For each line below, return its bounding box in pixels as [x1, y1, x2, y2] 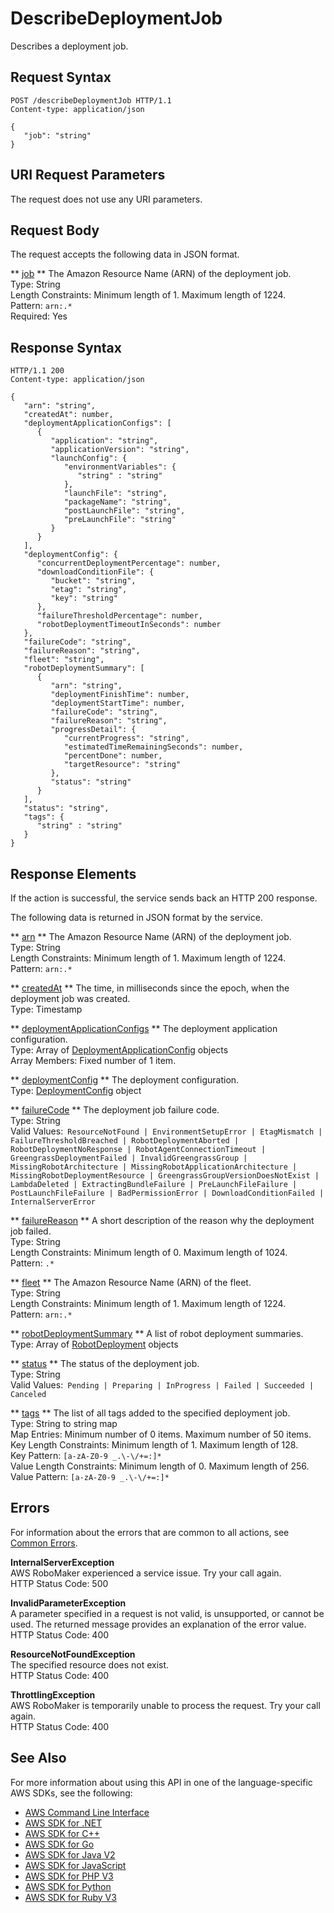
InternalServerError [10, 1197, 97, 1207]
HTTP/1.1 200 [10, 366, 65, 376]
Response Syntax [10, 339, 122, 356]
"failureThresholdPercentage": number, [36, 611, 203, 621]
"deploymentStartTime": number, [50, 698, 186, 709]
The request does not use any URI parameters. [10, 193, 203, 205]
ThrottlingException [10, 1688, 96, 1701]
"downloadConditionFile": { [36, 567, 155, 577]
